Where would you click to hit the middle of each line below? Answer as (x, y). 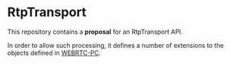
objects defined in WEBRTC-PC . (54, 53)
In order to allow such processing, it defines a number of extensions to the (115, 45)
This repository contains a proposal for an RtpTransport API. (95, 32)
